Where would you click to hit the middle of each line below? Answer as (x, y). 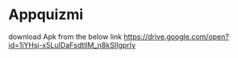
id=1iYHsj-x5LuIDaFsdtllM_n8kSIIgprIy (72, 44)
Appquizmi (46, 15)
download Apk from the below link (65, 37)
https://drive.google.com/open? (177, 37)
